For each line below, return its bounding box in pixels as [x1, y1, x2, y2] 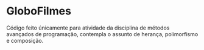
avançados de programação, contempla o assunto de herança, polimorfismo [6, 30, 199, 37]
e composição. [6, 37, 44, 44]
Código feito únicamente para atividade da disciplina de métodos [6, 24, 170, 31]
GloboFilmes [6, 4, 72, 18]
